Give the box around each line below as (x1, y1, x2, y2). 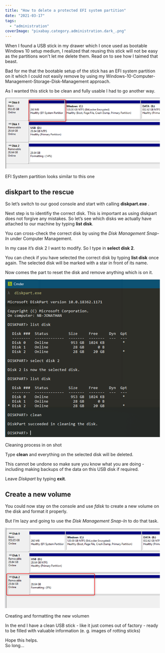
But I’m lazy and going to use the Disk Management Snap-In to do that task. (5, 518, 159, 524)
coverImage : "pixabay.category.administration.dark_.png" (5, 29, 126, 34)
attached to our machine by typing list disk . (5, 221, 93, 227)
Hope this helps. (5, 637, 38, 643)
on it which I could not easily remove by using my (5, 73, 105, 79)
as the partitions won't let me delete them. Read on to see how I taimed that (5, 53, 158, 59)
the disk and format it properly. (5, 508, 68, 514)
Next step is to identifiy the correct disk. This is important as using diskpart (5, 211, 157, 217)
